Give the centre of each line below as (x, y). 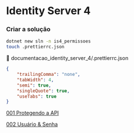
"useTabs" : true (37, 96)
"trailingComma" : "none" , (49, 75)
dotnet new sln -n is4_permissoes (49, 41)
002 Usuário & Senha (32, 124)
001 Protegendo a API (32, 113)
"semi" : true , (34, 85)
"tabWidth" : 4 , (35, 80)
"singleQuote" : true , (43, 91)
